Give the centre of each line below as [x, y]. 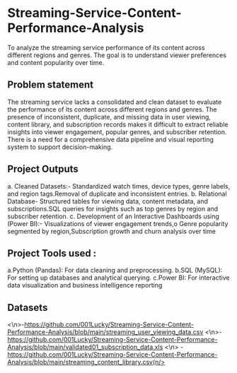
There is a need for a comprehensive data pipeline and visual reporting [110, 139]
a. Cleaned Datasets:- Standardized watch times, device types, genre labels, [119, 186]
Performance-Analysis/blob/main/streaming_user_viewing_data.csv [105, 332]
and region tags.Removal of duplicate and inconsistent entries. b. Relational [117, 194]
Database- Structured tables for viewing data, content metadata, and [108, 201]
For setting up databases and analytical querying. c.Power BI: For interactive [118, 278]
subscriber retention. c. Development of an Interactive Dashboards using [113, 216]
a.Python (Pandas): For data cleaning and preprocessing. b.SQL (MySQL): [115, 271]
